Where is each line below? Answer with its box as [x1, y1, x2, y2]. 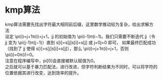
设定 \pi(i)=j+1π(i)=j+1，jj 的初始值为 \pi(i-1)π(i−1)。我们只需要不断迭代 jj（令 [5, 33, 156, 39]
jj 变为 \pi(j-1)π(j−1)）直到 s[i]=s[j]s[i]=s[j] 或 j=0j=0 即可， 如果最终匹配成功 [5, 39, 156, 45]
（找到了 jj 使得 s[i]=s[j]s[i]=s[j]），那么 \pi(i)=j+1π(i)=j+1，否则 [5, 46, 129, 51]
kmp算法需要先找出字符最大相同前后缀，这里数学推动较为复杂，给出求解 [5, 21, 149, 27]
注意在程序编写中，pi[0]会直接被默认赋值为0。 [5, 58, 98, 64]
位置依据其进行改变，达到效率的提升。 [5, 70, 81, 76]
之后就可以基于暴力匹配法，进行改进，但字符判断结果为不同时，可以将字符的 [5, 64, 158, 69]
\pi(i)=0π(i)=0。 [5, 51, 36, 57]
